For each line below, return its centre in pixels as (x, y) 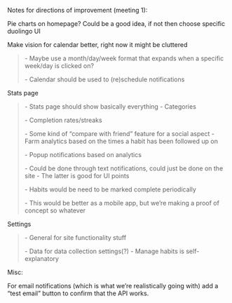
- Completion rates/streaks (63, 120)
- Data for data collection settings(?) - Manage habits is (104, 251)
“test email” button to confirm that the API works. (78, 293)
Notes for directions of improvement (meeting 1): (77, 10)
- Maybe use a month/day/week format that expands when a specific (124, 58)
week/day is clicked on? (59, 66)
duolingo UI (24, 31)
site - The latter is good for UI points (77, 176)
